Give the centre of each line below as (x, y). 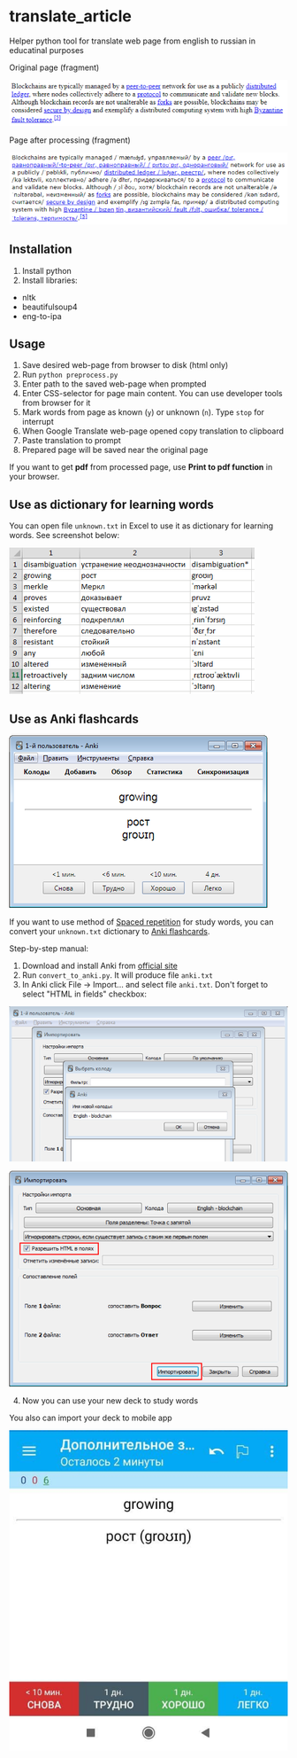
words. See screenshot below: (65, 535)
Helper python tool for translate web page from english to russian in (133, 41)
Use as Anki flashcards (74, 719)
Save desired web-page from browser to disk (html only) (125, 365)
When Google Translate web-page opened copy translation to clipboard (153, 431)
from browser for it (56, 403)
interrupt (38, 422)
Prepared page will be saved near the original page (115, 450)
